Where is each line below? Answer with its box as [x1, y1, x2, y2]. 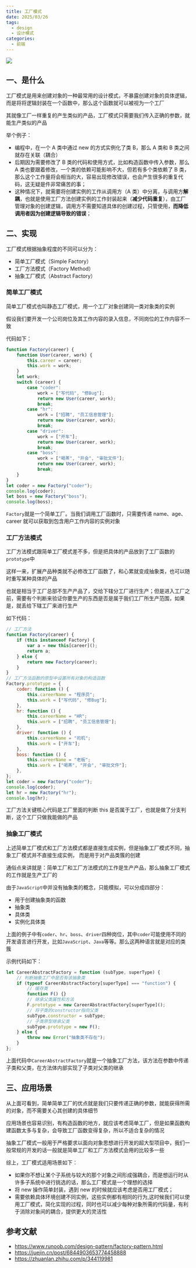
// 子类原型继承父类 [27, 1018, 70, 1024]
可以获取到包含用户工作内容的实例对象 [28, 518, 121, 525]
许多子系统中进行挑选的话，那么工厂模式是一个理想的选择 [14, 1178, 153, 1185]
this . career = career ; [27, 358, 82, 364]
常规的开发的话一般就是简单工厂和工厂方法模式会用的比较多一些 [10, 1146, 164, 1153]
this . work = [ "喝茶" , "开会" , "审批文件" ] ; [27, 762, 127, 769]
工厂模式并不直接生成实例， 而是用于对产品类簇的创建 [10, 851, 141, 858]
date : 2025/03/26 [6, 14, 48, 20]
